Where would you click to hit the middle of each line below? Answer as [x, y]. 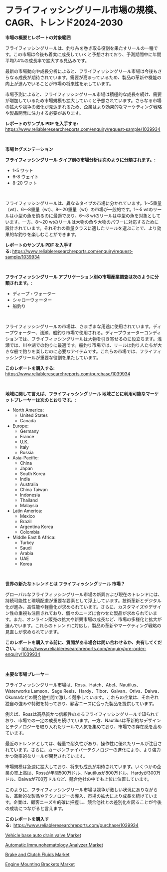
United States [34, 415]
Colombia [30, 532]
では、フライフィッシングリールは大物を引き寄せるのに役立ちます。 [88, 339]
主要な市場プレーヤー [27, 674]
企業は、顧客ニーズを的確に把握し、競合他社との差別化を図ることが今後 [87, 802]
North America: [28, 410]
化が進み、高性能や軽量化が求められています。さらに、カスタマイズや [77, 606]
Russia [27, 452]
